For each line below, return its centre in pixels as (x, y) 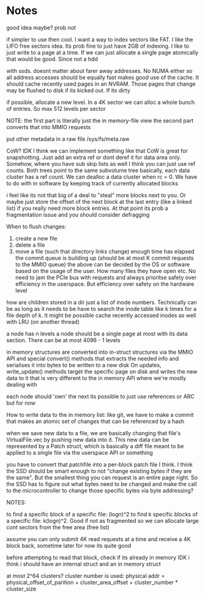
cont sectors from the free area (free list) (58, 527)
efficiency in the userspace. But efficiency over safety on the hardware (105, 284)
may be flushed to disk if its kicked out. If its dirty (68, 90)
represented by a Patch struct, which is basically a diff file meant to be (95, 446)
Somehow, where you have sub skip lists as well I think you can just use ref (101, 163)
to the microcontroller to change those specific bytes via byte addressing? (100, 490)
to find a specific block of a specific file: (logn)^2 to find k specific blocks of (102, 514)
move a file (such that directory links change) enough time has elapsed (105, 251)
